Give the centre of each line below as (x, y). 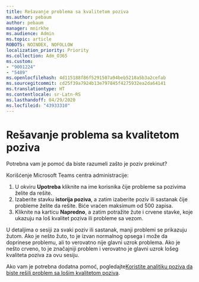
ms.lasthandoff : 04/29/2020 (41, 100)
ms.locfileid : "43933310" (38, 105)
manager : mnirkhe (28, 28)
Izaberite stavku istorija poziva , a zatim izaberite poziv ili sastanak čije (101, 199)
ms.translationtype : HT (36, 89)
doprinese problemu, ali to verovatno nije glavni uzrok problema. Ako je (93, 243)
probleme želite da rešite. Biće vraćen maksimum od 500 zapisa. (94, 206)
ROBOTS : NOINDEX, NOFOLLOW (40, 45)
